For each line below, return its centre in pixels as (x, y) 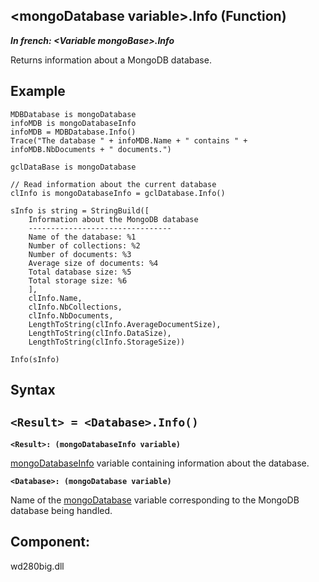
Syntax (33, 390)
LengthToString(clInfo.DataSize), (100, 333)
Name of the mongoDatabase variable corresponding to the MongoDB (155, 500)
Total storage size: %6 (78, 280)
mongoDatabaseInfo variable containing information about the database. (160, 463)
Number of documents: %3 (80, 254)
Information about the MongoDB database (113, 219)
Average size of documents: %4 (93, 263)
